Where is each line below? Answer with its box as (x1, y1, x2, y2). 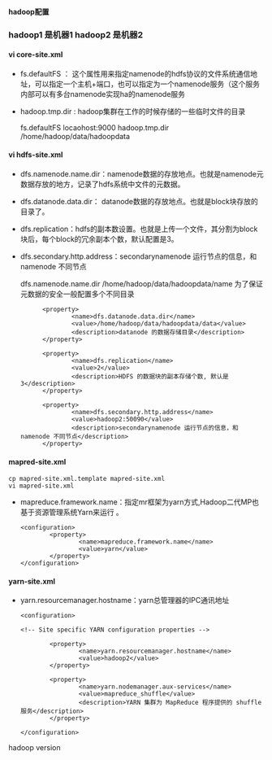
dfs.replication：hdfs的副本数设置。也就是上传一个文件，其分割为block (19, 224, 258, 234)
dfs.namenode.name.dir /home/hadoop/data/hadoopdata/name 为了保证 (19, 278, 264, 288)
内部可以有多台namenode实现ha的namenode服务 (19, 89, 185, 98)
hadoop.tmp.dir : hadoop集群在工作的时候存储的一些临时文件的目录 (19, 106, 246, 116)
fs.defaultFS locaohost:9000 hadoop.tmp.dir (19, 122, 170, 133)
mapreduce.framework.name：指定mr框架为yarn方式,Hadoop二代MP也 (19, 497, 260, 507)
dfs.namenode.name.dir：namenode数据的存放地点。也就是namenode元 (19, 168, 264, 178)
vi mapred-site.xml (8, 482, 75, 491)
